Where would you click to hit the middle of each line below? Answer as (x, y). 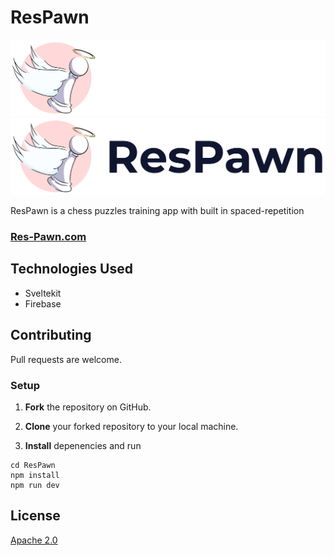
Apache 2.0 (34, 540)
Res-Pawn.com (48, 236)
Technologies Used (71, 269)
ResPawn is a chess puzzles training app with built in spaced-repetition (157, 211)
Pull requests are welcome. (66, 359)
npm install (35, 475)
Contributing (51, 335)
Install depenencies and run (83, 445)
